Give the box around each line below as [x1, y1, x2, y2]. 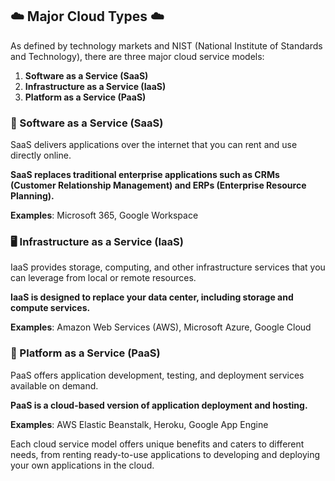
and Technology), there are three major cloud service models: [10, 50, 265, 62]
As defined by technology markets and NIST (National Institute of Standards [10, 39, 323, 52]
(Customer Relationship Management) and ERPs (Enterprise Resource [10, 179, 307, 192]
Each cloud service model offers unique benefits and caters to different [10, 438, 305, 450]
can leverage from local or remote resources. [10, 272, 197, 284]
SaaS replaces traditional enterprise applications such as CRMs [10, 169, 280, 181]
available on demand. [10, 379, 99, 392]
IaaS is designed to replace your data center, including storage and [10, 291, 294, 303]
